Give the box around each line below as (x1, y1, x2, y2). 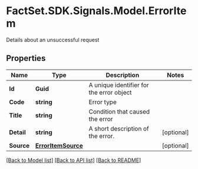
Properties (6, 53, 46, 63)
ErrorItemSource (35, 141, 84, 149)
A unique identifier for (88, 81, 149, 89)
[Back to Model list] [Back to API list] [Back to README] (6, 157, 141, 164)
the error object (88, 88, 132, 96)
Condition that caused (88, 108, 150, 116)
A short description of (88, 124, 149, 132)
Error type (88, 97, 117, 106)
